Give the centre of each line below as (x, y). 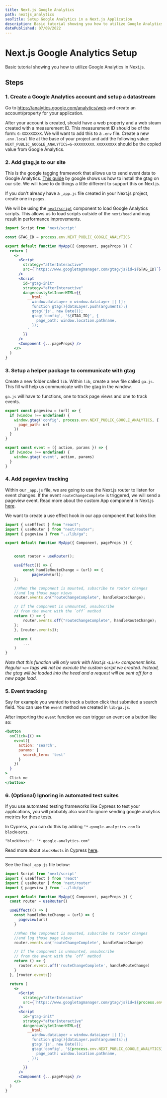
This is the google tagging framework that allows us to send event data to (80, 173)
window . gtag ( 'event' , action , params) (54, 457)
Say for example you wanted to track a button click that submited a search (81, 702)
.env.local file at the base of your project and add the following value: (77, 138)
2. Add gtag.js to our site (36, 162)
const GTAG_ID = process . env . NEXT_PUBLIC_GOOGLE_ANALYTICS (68, 237)
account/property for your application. (44, 113)
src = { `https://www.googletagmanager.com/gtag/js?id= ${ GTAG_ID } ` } (92, 270)
